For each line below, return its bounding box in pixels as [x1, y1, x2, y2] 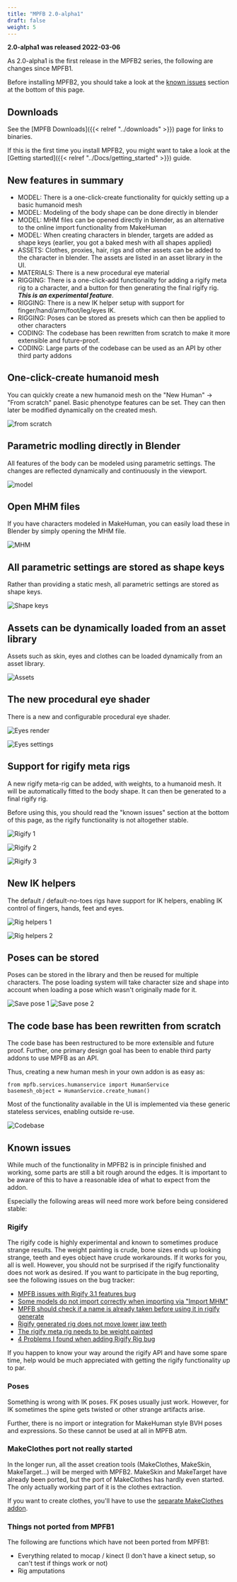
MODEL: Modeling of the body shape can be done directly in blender [17, 208, 219, 216]
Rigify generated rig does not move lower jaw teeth [17, 1320, 168, 1328]
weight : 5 [7, 23, 37, 30]
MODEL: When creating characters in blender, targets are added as [17, 231, 214, 239]
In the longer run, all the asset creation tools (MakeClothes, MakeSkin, [7, 1460, 212, 1469]
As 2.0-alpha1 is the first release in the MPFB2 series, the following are [7, 57, 214, 65]
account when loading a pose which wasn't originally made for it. [7, 986, 197, 994]
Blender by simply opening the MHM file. [7, 527, 127, 535]
